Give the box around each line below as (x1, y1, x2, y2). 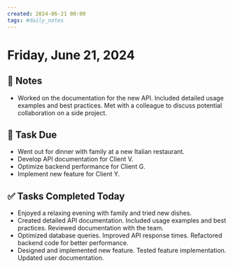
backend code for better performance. (17, 239, 129, 247)
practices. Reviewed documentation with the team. (17, 224, 164, 232)
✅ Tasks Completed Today (7, 190, 125, 202)
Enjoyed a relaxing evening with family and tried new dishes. (17, 209, 192, 218)
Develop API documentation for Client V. (17, 155, 134, 164)
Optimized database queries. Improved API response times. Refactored (17, 231, 223, 240)
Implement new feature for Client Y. (17, 170, 120, 178)
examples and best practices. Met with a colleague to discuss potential (17, 101, 223, 110)
